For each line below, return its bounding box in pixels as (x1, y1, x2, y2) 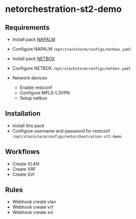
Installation (5, 109, 41, 118)
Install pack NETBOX (12, 56, 55, 62)
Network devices (12, 75, 48, 80)
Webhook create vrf (12, 204, 54, 210)
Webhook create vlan (12, 199, 56, 205)
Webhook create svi (12, 210, 54, 216)
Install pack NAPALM (12, 36, 56, 42)
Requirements (5, 23, 50, 32)
